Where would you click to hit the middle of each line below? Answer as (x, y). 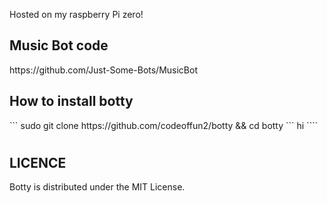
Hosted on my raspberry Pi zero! (76, 14)
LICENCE (38, 162)
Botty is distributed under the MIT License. (97, 187)
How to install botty (71, 101)
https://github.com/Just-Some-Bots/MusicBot (103, 70)
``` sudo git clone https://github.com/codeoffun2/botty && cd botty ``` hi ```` (164, 125)
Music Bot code (59, 45)
